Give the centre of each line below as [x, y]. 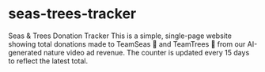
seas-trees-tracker [72, 14]
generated [25, 52]
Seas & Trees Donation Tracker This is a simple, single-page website [120, 36]
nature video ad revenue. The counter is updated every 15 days [146, 52]
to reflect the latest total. [48, 61]
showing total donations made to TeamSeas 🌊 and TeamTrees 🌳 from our [127, 44]
